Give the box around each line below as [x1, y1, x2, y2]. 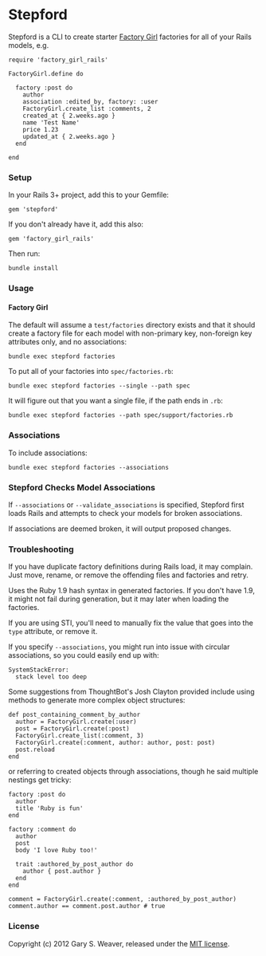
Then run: [8, 249, 41, 258]
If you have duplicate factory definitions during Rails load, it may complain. [8, 562, 253, 572]
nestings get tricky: [8, 775, 72, 785]
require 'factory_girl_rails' [8, 56, 109, 64]
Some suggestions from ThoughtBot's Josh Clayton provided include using [8, 687, 255, 697]
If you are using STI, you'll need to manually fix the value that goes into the [8, 618, 253, 627]
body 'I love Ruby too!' [15, 847, 98, 855]
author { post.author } [22, 867, 102, 875]
